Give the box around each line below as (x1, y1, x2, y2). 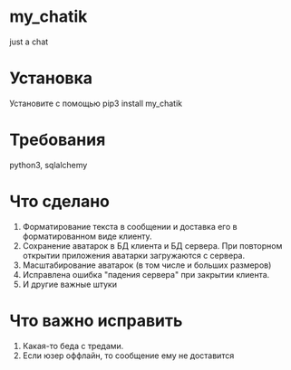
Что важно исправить (9, 310, 183, 331)
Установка (9, 68, 93, 89)
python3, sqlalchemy (9, 159, 88, 170)
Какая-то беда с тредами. (22, 340, 124, 351)
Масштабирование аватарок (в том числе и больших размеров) (22, 260, 272, 270)
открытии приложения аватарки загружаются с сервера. (22, 250, 246, 261)
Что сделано (9, 192, 111, 212)
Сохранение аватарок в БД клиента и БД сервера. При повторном (22, 240, 283, 251)
